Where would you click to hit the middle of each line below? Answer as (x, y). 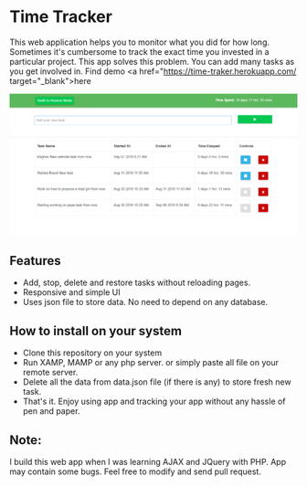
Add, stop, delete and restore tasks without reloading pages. (137, 283)
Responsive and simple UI (71, 292)
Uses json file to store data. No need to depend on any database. (145, 302)
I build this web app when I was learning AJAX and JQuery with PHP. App (148, 461)
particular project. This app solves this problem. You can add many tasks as (152, 61)
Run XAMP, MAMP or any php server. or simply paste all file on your (150, 363)
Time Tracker (61, 17)
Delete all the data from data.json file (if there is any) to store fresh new (157, 382)
